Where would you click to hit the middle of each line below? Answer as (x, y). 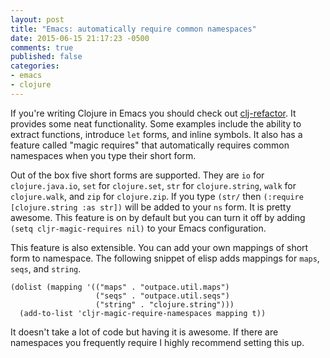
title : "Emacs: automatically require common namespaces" (133, 29)
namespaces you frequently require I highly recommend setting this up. (157, 342)
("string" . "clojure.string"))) (165, 304)
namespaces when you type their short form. (103, 155)
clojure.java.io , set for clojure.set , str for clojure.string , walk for (153, 185)
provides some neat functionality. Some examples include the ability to (156, 123)
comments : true (42, 47)
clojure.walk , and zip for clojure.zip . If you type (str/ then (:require (157, 196)
